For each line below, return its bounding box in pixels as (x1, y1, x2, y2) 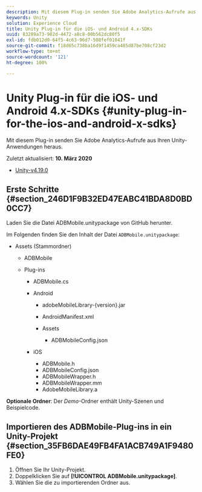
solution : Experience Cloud (6, 20, 77, 26)
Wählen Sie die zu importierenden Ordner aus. (15, 479, 131, 487)
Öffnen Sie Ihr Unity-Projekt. (15, 466, 86, 473)
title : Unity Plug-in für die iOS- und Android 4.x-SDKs (6, 25, 153, 32)
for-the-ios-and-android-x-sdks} (6, 116, 177, 130)
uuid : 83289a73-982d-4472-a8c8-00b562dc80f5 (6, 32, 120, 38)
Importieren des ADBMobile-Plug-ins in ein (6, 422, 172, 432)
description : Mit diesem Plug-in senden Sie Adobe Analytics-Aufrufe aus (6, 8, 197, 15)
